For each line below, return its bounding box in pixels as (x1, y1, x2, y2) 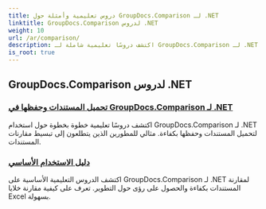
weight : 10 (8, 26, 45, 34)
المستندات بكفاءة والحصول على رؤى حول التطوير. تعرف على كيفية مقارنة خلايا (8, 183, 241, 192)
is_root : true (8, 48, 56, 56)
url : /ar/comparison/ (8, 33, 80, 42)
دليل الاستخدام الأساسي (8, 157, 90, 168)
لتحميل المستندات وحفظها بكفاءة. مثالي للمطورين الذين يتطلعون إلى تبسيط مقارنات (8, 128, 257, 137)
